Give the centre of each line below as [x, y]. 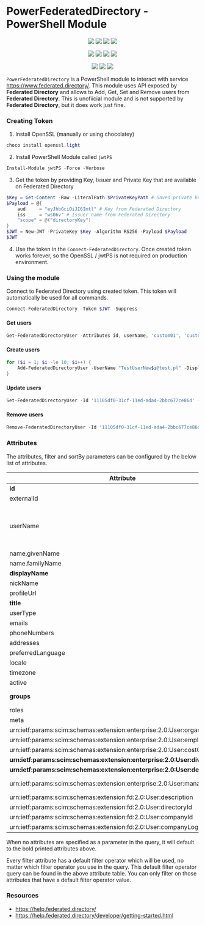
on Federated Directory [45, 186]
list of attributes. [27, 463]
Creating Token [30, 120]
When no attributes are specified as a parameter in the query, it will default [100, 842]
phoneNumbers [32, 633]
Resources [23, 896]
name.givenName [34, 553]
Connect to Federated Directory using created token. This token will [92, 291]
